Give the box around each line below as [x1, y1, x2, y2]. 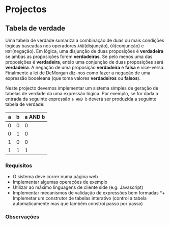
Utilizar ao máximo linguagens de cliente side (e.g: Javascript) [12, 184, 144, 190]
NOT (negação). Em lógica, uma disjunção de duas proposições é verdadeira [5, 48, 164, 54]
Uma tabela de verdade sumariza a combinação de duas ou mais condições [5, 37, 164, 43]
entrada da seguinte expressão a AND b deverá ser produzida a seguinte [5, 96, 157, 102]
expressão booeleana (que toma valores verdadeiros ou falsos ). [5, 75, 141, 81]
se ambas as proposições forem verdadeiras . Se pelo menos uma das [5, 53, 153, 60]
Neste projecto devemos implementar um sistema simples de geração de [5, 85, 159, 91]
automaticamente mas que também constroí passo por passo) [12, 201, 144, 207]
